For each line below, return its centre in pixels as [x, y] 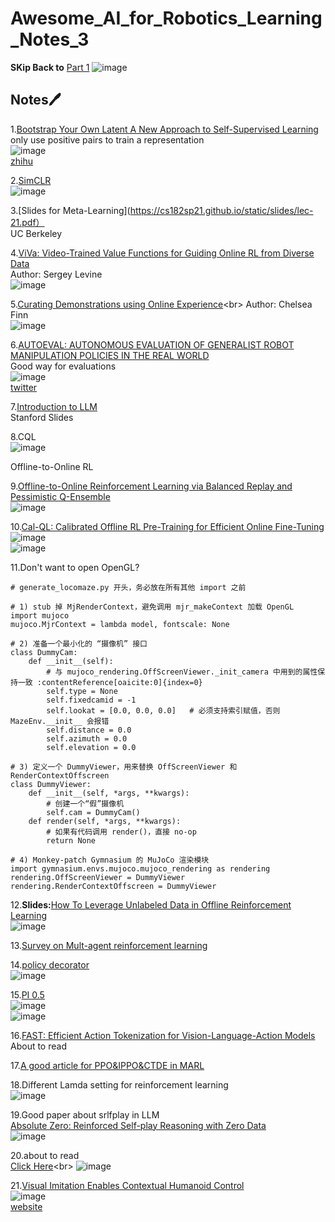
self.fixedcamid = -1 [91, 700]
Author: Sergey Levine [56, 274]
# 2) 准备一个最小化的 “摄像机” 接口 [79, 643]
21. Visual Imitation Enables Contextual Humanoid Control [127, 1185]
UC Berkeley [36, 233]
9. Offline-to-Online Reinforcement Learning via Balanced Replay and [151, 486]
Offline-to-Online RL [52, 466]
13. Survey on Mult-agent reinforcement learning [109, 945]
